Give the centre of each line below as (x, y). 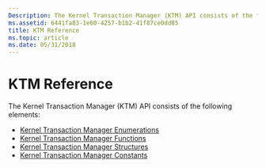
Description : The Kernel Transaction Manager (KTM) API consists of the (131, 15)
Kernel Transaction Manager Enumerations (89, 130)
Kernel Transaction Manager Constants (84, 155)
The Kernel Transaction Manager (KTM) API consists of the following (120, 106)
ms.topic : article (38, 38)
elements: (25, 115)
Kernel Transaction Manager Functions (83, 139)
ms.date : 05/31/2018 (42, 45)
